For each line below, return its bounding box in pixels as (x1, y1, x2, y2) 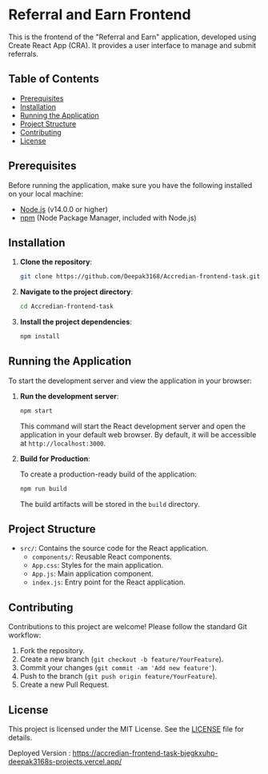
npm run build (19, 485, 67, 493)
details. (8, 733, 33, 742)
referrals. (8, 49, 38, 58)
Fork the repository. (19, 646, 86, 656)
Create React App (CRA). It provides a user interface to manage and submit (8, 40, 257, 50)
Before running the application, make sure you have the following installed (8, 180, 253, 190)
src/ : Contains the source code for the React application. (19, 544, 209, 553)
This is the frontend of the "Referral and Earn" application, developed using (8, 32, 257, 42)
